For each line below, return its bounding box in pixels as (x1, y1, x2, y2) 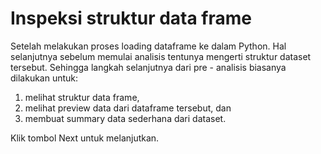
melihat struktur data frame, (24, 91, 140, 103)
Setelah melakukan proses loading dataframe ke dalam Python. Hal (10, 40, 287, 52)
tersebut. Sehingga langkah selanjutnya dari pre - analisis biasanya (10, 61, 287, 73)
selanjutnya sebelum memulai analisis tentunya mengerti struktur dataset (10, 50, 312, 62)
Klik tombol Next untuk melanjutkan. (10, 132, 160, 144)
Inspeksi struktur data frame (10, 7, 253, 30)
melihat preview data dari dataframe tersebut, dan (24, 102, 232, 114)
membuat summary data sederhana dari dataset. (24, 112, 227, 124)
